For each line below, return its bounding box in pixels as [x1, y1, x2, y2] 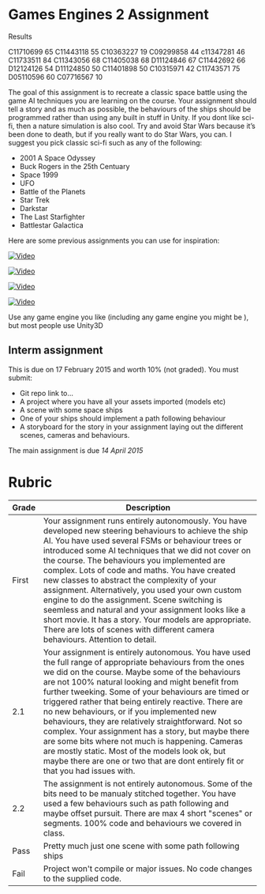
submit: [8, 373, 33, 383]
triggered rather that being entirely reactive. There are [43, 696, 243, 707]
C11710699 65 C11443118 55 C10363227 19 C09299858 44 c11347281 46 [8, 47, 246, 56]
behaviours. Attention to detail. [43, 634, 157, 645]
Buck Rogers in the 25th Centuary [19, 161, 130, 171]
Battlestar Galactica [19, 220, 84, 230]
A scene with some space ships [19, 405, 124, 414]
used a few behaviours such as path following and [43, 798, 230, 809]
